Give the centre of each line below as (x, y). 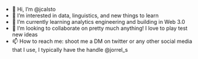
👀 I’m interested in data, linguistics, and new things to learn (85, 15)
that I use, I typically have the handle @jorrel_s (70, 50)
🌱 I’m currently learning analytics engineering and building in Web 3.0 (98, 22)
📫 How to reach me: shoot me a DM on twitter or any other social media (102, 41)
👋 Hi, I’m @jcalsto (34, 9)
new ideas (25, 35)
